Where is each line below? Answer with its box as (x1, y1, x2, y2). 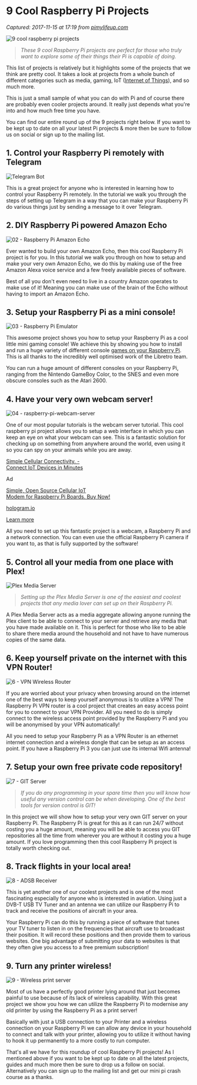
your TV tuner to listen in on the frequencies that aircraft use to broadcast (6, 925, 185, 932)
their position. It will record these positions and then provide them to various (6, 931, 191, 939)
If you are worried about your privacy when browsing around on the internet (6, 689, 190, 697)
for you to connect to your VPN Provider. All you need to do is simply (6, 708, 172, 715)
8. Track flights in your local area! (6, 861, 131, 871)
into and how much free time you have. (6, 107, 101, 114)
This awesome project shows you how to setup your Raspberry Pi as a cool (6, 335, 188, 342)
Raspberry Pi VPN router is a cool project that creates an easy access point (6, 702, 189, 709)
